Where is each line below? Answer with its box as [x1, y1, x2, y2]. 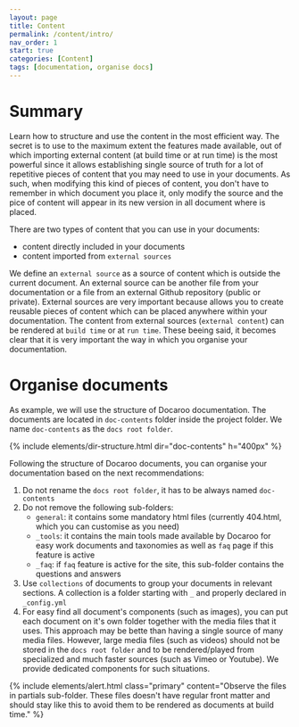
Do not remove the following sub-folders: [21, 501, 174, 513]
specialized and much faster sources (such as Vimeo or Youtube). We [21, 653, 279, 665]
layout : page [9, 12, 58, 22]
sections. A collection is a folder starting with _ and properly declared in [21, 587, 287, 598]
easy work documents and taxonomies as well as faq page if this [35, 540, 274, 550]
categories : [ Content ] [9, 54, 94, 63]
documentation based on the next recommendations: [9, 467, 204, 478]
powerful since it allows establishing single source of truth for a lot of [9, 159, 264, 169]
